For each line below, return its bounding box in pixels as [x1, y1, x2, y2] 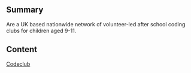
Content [6, 44, 38, 54]
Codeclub [6, 60, 31, 68]
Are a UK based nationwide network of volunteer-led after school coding [6, 20, 186, 28]
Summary [6, 5, 44, 15]
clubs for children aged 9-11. [6, 27, 77, 34]
